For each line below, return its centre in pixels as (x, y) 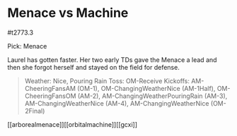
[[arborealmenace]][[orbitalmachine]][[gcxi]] (73, 124)
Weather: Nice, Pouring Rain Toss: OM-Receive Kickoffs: (107, 81)
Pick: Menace (27, 46)
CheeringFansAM (50, 88)
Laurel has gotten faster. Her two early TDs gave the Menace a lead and (112, 60)
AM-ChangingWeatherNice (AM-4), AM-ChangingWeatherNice (117, 103)
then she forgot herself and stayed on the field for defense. (94, 67)
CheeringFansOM (50, 96)
